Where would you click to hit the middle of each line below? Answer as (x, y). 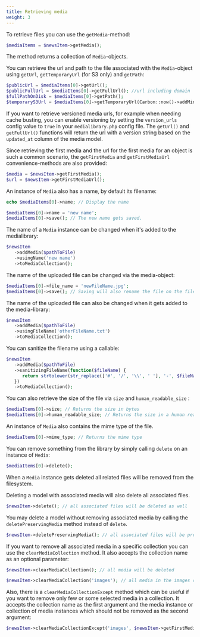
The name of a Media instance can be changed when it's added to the (91, 230)
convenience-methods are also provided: (57, 163)
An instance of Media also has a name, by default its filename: (81, 191)
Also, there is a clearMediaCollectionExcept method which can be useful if (98, 592)
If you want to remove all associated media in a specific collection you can (97, 546)
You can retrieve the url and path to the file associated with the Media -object (99, 68)
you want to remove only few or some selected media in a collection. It (93, 598)
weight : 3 (18, 17)
